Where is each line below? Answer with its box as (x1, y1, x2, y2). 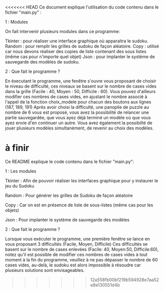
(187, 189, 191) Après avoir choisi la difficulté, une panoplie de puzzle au (5, 104, 149, 110)
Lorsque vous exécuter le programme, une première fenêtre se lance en (5, 236, 150, 242)
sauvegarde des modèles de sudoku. (5, 59, 80, 65)
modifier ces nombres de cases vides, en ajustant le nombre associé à (5, 94, 148, 99)
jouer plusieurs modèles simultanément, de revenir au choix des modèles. (5, 125, 154, 131)
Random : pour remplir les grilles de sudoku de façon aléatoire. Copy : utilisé (5, 43, 159, 49)
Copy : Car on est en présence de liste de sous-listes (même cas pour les (5, 202, 153, 208)
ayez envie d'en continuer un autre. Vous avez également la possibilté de (5, 120, 153, 126)
